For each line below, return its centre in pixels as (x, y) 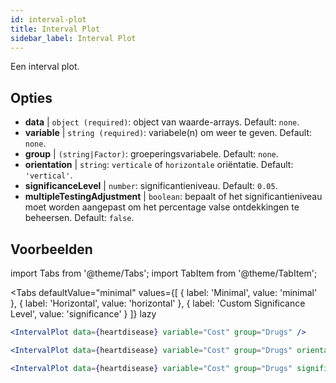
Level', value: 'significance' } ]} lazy (83, 314)
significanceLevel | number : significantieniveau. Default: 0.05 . (151, 186)
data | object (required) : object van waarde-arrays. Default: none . (162, 122)
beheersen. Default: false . (79, 218)
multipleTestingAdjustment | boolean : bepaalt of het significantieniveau (173, 197)
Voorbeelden (51, 249)
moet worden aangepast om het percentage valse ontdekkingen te (162, 207)
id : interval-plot (48, 19)
